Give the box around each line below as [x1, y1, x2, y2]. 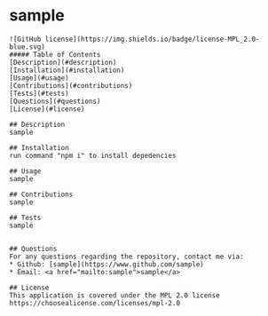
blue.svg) [9, 42, 46, 51]
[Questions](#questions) [9, 97, 101, 106]
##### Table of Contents [9, 50, 101, 59]
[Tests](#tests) [9, 89, 69, 98]
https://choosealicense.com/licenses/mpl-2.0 [9, 298, 180, 307]
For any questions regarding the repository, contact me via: [9, 252, 244, 261]
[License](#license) [9, 104, 86, 114]
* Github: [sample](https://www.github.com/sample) [9, 259, 204, 269]
